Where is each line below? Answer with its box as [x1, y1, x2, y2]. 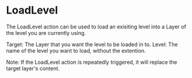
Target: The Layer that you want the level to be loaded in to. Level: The [6, 41, 178, 48]
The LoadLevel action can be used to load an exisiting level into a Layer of [6, 23, 187, 30]
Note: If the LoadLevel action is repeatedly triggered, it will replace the [6, 58, 177, 66]
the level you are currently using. [6, 29, 86, 36]
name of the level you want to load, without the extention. [6, 47, 146, 54]
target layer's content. [6, 64, 60, 71]
